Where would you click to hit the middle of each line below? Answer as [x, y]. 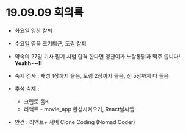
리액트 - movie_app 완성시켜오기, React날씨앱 [79, 109]
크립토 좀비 [37, 102]
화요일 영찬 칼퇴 [33, 30]
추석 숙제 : [27, 88]
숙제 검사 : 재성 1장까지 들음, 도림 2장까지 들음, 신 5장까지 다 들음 [91, 75]
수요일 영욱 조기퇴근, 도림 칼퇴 [50, 43]
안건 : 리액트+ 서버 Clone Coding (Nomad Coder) [75, 122]
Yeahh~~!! [28, 63]
